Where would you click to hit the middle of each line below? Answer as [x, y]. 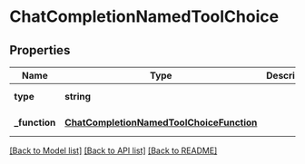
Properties [40, 50]
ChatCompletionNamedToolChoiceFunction [161, 122]
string [78, 96]
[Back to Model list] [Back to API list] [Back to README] [113, 150]
